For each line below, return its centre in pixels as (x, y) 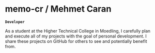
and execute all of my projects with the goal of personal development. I (76, 36)
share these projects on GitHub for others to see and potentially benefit (76, 41)
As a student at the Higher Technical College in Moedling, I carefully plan (78, 31)
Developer (15, 22)
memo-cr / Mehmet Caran (58, 9)
